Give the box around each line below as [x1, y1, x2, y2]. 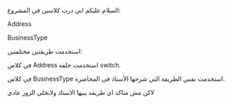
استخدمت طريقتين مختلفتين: [7, 47, 83, 55]
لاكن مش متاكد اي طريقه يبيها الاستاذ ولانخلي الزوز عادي [7, 88, 154, 96]
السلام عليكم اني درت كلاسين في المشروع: [7, 6, 121, 14]
